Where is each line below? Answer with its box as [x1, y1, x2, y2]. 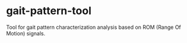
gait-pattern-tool [6, 4, 92, 18]
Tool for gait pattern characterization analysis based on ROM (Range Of [6, 24, 181, 31]
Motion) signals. [6, 29, 46, 37]
